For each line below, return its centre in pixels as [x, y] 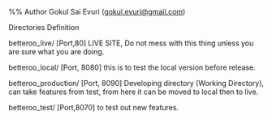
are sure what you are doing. [56, 51]
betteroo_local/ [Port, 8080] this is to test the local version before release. [132, 67]
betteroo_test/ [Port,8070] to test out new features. [94, 107]
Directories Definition [44, 27]
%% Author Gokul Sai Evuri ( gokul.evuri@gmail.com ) [97, 12]
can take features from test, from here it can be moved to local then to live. [134, 92]
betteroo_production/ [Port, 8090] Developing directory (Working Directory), [136, 83]
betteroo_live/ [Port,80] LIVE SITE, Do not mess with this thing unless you [131, 43]
